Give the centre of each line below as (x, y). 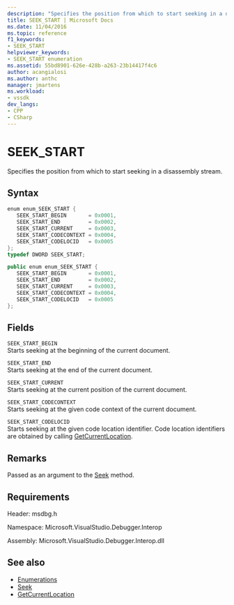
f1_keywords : (26, 40)
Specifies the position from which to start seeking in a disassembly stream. (115, 171)
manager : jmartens (34, 85)
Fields (21, 327)
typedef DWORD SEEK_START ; (46, 254)
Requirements (38, 497)
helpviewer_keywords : (39, 53)
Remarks (27, 458)
